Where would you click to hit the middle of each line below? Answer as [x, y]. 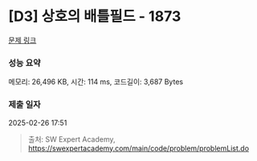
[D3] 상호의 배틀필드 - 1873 [95, 16]
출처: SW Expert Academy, [71, 139]
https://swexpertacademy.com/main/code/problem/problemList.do [139, 148]
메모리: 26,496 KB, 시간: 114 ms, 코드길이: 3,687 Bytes [96, 82]
